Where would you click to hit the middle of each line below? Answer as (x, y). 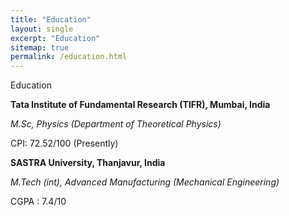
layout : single (42, 29)
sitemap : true (40, 47)
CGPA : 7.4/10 (38, 202)
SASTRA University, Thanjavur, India (88, 163)
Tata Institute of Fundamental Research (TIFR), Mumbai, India (140, 105)
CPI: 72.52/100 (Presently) (64, 143)
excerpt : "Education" (55, 38)
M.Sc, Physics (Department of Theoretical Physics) (116, 124)
